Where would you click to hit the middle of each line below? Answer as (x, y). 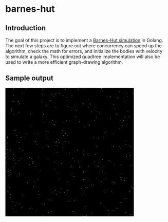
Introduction (26, 28)
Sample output (30, 78)
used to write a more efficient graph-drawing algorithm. (64, 62)
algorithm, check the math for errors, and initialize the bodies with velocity (84, 51)
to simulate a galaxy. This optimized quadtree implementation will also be (83, 57)
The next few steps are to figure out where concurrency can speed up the (83, 46)
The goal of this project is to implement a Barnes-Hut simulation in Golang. (84, 40)
